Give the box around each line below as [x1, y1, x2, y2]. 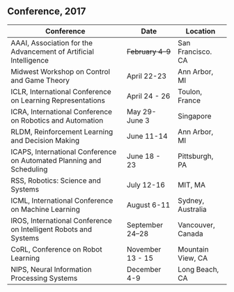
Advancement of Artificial [10, 47, 94, 56]
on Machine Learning [10, 204, 80, 214]
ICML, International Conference [10, 195, 114, 205]
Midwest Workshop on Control [10, 66, 110, 76]
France [177, 95, 201, 105]
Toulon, [177, 86, 203, 96]
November [126, 244, 162, 254]
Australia [177, 204, 207, 214]
